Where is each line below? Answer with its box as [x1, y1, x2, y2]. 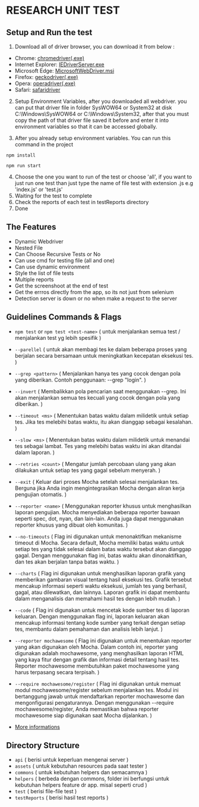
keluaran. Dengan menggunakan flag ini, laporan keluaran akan [14, 612, 170, 620]
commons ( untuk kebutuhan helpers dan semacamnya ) [14, 769, 148, 776]
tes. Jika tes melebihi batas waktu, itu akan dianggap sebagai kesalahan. [14, 418, 193, 426]
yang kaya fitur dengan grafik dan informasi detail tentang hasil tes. [14, 656, 180, 663]
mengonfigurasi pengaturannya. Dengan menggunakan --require [14, 699, 174, 706]
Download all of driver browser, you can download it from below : [14, 43, 175, 50]
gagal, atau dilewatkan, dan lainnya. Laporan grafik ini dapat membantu [14, 589, 190, 596]
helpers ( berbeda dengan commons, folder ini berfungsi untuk [14, 775, 169, 783]
